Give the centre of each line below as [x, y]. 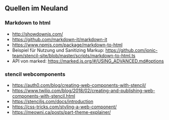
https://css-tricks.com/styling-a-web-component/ [64, 107]
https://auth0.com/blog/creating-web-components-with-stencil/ [79, 85]
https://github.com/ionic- [132, 50]
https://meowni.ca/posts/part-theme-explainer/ [61, 112]
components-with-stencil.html [44, 96]
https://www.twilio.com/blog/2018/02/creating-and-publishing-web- [83, 91]
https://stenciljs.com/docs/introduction [53, 101]
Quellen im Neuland [36, 8]
